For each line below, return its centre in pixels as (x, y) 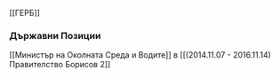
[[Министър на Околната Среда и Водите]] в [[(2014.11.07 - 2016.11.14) (140, 55)
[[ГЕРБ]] (24, 13)
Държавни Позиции (55, 35)
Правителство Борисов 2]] (60, 65)
